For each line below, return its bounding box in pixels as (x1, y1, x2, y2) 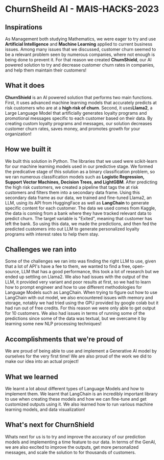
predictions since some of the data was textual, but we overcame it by (5, 315, 147, 322)
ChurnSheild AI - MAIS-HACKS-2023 (5, 3, 159, 15)
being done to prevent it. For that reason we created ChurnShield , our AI (5, 57, 152, 62)
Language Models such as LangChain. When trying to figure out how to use (5, 289, 158, 295)
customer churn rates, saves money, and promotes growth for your (5, 126, 141, 131)
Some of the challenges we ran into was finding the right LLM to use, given (5, 258, 157, 264)
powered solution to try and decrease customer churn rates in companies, (5, 62, 155, 68)
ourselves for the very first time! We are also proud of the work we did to (5, 353, 152, 359)
